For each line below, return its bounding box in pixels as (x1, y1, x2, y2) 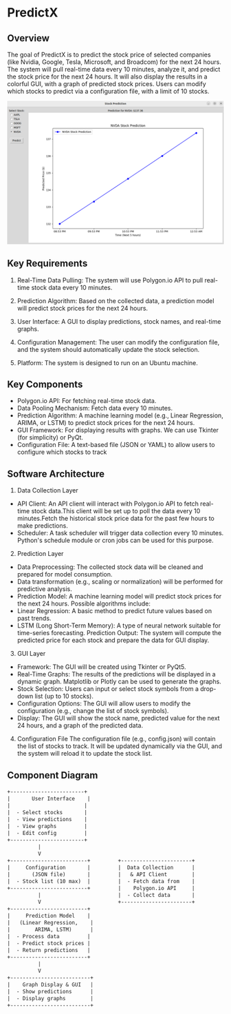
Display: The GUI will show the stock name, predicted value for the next (16, 714, 220, 723)
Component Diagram (7, 769, 98, 781)
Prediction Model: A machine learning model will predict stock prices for (16, 592, 222, 601)
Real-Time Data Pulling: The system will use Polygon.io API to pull (16, 276, 203, 284)
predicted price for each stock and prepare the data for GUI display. (16, 636, 210, 645)
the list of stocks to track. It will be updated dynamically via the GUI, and (16, 742, 222, 750)
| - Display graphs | (7, 995, 94, 1002)
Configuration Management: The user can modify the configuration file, (16, 338, 220, 346)
